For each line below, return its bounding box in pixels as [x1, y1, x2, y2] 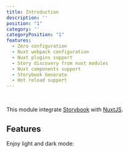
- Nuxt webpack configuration [12, 49, 89, 55]
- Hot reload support [12, 77, 68, 83]
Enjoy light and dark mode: [6, 140, 74, 147]
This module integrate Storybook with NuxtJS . [6, 106, 123, 113]
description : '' [6, 15, 48, 21]
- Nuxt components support [12, 65, 81, 72]
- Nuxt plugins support [12, 54, 72, 61]
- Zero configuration [12, 43, 68, 50]
